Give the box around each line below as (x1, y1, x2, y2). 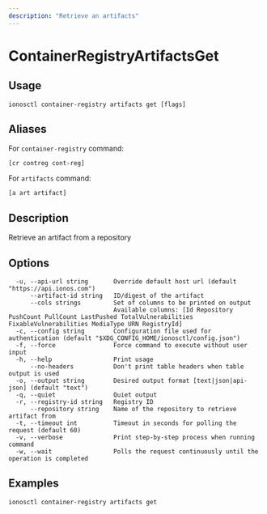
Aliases (8, 122, 47, 136)
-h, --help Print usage (15, 355, 154, 364)
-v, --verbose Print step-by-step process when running (15, 434, 255, 442)
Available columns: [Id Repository (112, 306, 233, 314)
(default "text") (29, 384, 89, 393)
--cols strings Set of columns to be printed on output (29, 299, 252, 308)
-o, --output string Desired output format (15, 377, 190, 385)
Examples (8, 477, 59, 491)
